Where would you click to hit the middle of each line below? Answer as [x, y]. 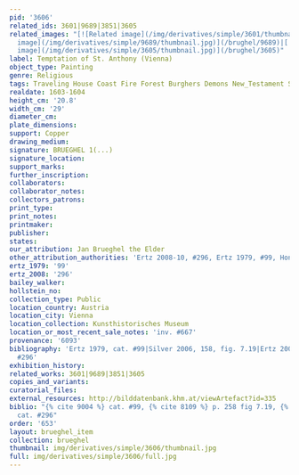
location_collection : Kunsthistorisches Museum [99, 324]
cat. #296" [37, 415]
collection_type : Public [55, 299]
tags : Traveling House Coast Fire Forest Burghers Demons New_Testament [147, 84]
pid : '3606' [31, 17]
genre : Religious [41, 76]
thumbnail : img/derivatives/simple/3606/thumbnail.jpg [113, 448]
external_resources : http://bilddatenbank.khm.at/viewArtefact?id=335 [143, 399]
